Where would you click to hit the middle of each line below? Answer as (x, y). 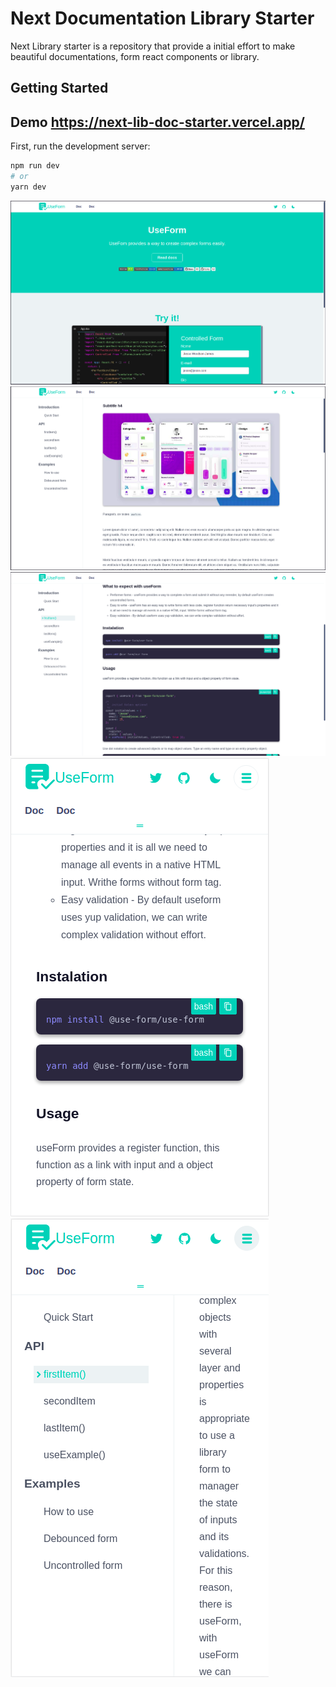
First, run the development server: (80, 146)
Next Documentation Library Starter (162, 18)
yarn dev (28, 187)
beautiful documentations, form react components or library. (135, 56)
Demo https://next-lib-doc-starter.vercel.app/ (157, 122)
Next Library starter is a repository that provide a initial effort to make (153, 46)
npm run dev (35, 166)
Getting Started (59, 88)
